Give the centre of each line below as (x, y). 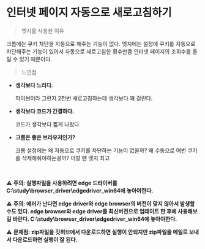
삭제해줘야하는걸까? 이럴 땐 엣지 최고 (66, 158)
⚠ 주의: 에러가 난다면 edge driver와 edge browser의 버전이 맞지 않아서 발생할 (101, 204)
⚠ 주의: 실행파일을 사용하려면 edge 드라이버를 (62, 183)
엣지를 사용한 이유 (43, 31)
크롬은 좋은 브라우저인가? (45, 137)
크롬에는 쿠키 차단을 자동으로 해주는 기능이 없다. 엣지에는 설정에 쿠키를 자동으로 (101, 44)
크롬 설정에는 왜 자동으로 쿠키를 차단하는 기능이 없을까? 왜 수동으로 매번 (101, 150)
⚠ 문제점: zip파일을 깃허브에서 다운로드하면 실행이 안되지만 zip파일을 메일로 (97, 232)
